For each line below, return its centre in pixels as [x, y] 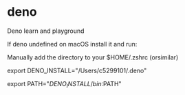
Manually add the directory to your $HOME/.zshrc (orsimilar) [93, 57]
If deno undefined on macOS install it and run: [72, 44]
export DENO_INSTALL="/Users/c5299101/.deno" [77, 70]
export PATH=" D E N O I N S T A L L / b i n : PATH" [64, 84]
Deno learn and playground [46, 31]
